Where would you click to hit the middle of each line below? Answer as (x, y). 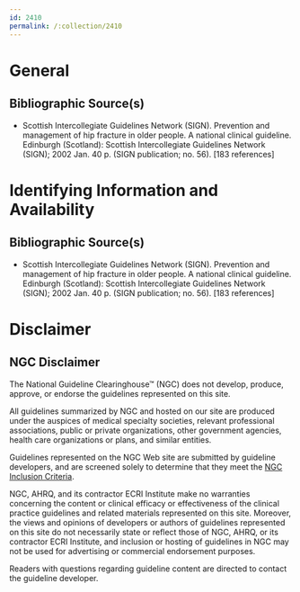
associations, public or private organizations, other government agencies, (146, 430)
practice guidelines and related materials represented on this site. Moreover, (150, 513)
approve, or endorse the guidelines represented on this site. (120, 393)
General (40, 71)
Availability (52, 209)
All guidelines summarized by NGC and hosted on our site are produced (142, 411)
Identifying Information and (114, 190)
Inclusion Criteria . (42, 476)
